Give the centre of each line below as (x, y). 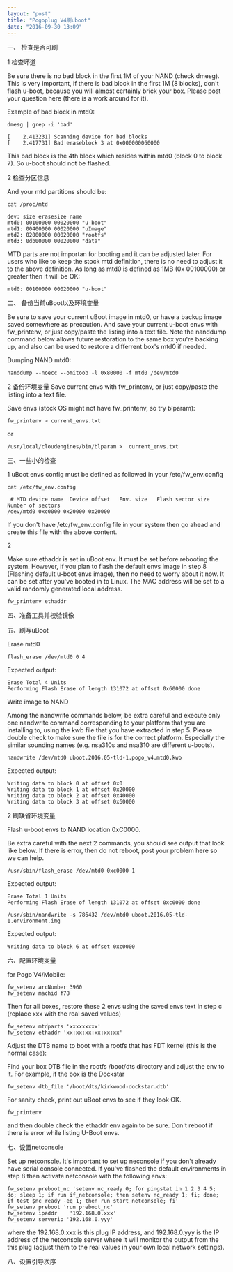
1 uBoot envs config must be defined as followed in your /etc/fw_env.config (115, 475)
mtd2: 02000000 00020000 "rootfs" (57, 235)
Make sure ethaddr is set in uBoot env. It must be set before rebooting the (113, 559)
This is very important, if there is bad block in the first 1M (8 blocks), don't (113, 84)
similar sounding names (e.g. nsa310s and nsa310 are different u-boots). (111, 745)
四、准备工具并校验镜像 (41, 616)
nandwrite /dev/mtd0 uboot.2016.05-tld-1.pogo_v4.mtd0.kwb (95, 758)
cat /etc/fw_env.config (42, 487)
